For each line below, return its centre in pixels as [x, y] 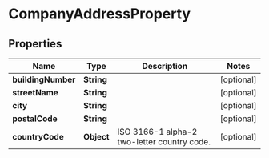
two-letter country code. [164, 142]
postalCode [35, 119]
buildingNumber [44, 79]
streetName [35, 93]
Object [96, 137]
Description [165, 66]
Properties [35, 44]
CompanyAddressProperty [99, 14]
